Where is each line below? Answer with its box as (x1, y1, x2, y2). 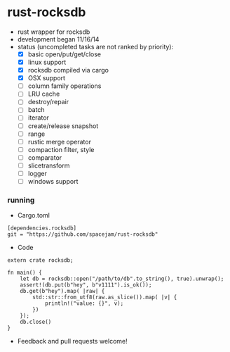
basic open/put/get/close (27, 50, 102, 58)
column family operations (27, 82, 102, 90)
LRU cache (27, 89, 60, 99)
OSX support (27, 74, 65, 82)
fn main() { (7, 269, 42, 277)
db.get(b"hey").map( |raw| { (20, 288, 105, 295)
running (7, 195, 35, 205)
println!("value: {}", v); (44, 300, 124, 307)
